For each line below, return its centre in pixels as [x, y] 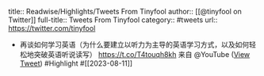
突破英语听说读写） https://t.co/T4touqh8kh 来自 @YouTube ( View [142, 54]
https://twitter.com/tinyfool [52, 28]
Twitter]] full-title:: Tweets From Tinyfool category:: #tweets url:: [113, 20]
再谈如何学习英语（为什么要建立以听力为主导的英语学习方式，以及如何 [134, 44]
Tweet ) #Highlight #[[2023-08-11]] [76, 63]
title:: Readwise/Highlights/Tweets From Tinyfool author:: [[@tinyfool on [125, 11]
